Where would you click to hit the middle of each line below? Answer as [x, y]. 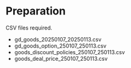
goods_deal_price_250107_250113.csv [61, 58]
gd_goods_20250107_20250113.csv [58, 39]
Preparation [36, 11]
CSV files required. [29, 28]
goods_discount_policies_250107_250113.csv [70, 52]
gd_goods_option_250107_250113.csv [60, 46]
